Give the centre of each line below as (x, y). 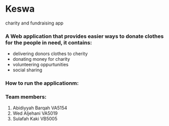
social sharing (27, 70)
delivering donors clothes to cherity (50, 54)
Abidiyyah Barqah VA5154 (40, 108)
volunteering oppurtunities (41, 65)
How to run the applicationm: (42, 83)
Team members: (26, 97)
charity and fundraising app (34, 23)
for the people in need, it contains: (49, 42)
